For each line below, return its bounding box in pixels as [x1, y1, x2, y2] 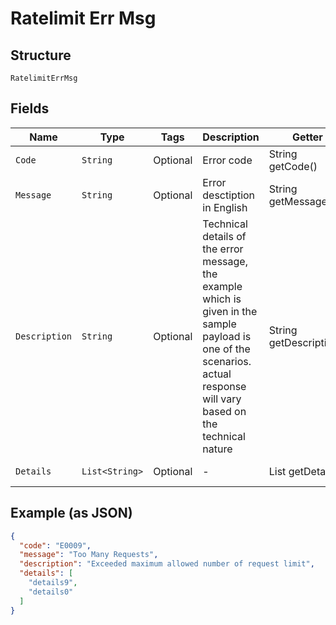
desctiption [202, 188, 256, 202]
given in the [202, 304, 258, 318]
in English [202, 200, 248, 214]
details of [202, 229, 247, 243]
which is [202, 292, 242, 306]
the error [202, 242, 244, 256]
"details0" [28, 587, 74, 597]
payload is [202, 329, 252, 343]
